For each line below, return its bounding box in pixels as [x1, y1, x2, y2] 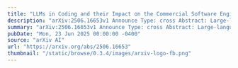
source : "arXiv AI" [7, 37, 65, 44]
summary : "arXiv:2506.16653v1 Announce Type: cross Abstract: [7, 23, 195, 30]
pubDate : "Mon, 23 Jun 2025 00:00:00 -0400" [7, 30, 141, 38]
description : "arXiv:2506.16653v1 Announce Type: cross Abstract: [7, 17, 208, 24]
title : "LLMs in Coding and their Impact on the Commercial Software [7, 10, 217, 18]
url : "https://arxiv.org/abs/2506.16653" [7, 43, 132, 50]
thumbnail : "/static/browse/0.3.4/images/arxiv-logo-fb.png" [7, 50, 192, 57]
